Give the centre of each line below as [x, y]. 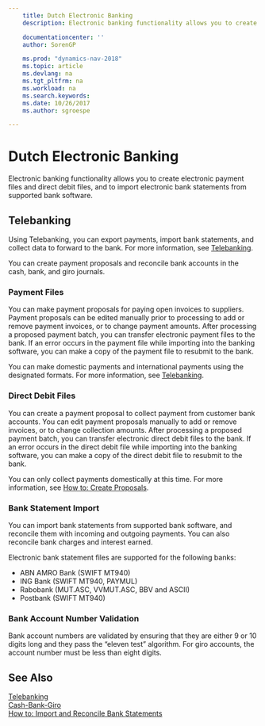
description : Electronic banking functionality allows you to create [140, 23]
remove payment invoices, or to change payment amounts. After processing [132, 327]
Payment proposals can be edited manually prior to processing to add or [127, 318]
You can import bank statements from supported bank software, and [120, 525]
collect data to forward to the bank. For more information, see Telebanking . [131, 248]
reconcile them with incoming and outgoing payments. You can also [119, 533]
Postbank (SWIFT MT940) [62, 598]
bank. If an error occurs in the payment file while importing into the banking [132, 343]
